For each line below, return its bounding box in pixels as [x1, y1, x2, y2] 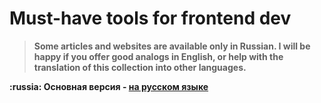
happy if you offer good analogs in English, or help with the [33, 50, 284, 62]
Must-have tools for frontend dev [9, 7, 292, 30]
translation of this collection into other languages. [33, 61, 247, 73]
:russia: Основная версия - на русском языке [9, 80, 209, 92]
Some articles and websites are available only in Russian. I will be [33, 40, 311, 52]
